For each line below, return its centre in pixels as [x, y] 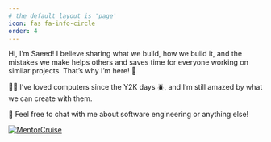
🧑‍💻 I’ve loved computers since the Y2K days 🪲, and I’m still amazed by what [135, 87]
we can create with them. [50, 98]
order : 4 [23, 31]
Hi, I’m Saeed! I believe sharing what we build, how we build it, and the [125, 54]
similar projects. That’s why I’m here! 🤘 [73, 71]
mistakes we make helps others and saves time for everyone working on [128, 62]
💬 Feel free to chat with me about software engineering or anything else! [129, 115]
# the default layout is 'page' [63, 16]
